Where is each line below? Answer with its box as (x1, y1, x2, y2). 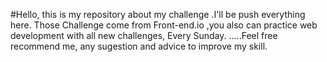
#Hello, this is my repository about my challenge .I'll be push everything (10, 9, 306, 20)
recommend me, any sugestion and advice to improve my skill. (10, 40, 268, 52)
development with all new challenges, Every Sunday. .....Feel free (10, 30, 278, 41)
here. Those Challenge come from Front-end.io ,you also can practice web (10, 19, 318, 31)
